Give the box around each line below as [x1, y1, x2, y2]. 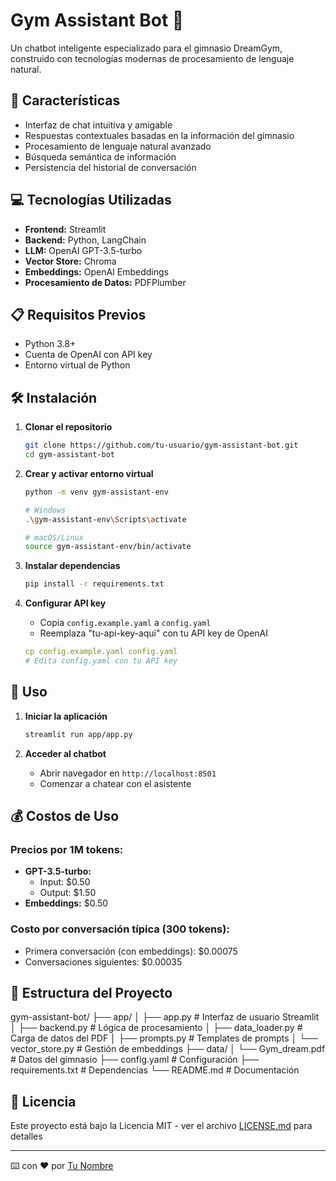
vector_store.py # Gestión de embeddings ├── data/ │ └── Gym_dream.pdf [10, 1043, 326, 1055]
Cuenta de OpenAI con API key [24, 349, 153, 361]
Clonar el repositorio [24, 421, 113, 433]
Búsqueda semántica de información [24, 150, 177, 163]
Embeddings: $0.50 [24, 897, 109, 909]
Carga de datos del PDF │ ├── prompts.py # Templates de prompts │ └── [10, 1032, 318, 1044]
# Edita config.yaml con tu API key [24, 656, 178, 666]
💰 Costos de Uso [10, 808, 120, 825]
